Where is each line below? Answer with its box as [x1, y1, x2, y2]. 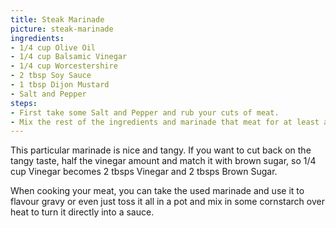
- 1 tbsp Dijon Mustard [10, 80, 110, 90]
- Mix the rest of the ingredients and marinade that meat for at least [10, 117, 320, 127]
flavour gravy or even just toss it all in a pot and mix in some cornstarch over [10, 196, 325, 208]
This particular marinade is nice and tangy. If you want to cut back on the [10, 144, 312, 156]
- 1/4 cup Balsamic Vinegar [10, 52, 128, 62]
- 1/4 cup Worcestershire [10, 61, 118, 71]
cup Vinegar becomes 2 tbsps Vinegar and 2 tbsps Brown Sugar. [10, 166, 278, 178]
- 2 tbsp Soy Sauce [10, 71, 92, 81]
